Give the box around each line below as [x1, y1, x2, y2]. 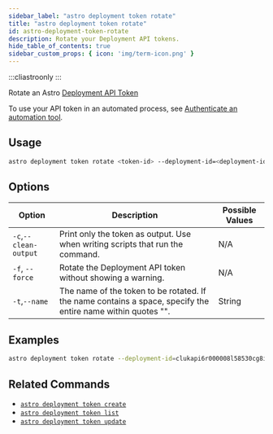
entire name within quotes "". [59, 305, 171, 317]
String [218, 295, 242, 306]
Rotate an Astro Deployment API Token [8, 88, 139, 98]
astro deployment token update [19, 418, 127, 426]
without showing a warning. [59, 272, 165, 283]
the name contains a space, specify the [59, 295, 210, 306]
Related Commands [8, 377, 110, 391]
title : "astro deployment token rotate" [8, 20, 148, 28]
